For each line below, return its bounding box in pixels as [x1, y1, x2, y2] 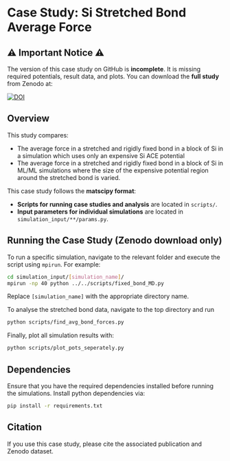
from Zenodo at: [7, 80, 53, 87]
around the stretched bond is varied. [16, 173, 121, 181]
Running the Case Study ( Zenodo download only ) [7, 235, 222, 247]
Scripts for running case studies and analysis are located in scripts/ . [16, 200, 218, 208]
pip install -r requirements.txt [7, 402, 103, 409]
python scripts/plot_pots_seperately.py [7, 345, 125, 352]
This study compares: [7, 131, 69, 139]
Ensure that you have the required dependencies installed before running [7, 381, 214, 390]
